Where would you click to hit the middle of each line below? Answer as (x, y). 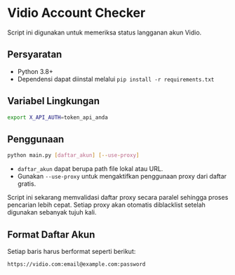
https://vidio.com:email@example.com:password (76, 264)
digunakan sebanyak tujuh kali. (52, 212)
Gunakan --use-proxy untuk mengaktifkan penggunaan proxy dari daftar (122, 177)
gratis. (27, 184)
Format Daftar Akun (51, 235)
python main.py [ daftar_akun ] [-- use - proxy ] (73, 155)
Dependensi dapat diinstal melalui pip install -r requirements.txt (116, 79)
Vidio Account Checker (76, 13)
